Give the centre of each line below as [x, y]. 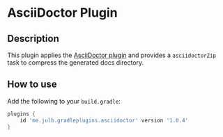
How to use [32, 84]
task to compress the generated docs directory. [76, 63]
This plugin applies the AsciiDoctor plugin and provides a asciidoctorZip [112, 55]
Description [33, 39]
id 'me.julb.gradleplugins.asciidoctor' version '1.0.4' [104, 120]
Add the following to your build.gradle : [64, 101]
